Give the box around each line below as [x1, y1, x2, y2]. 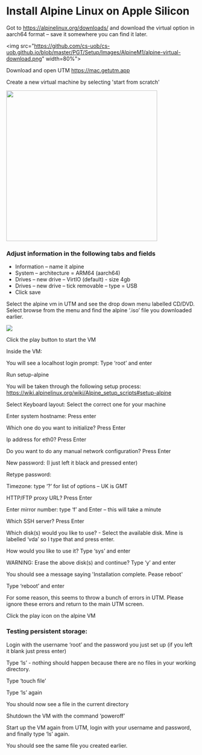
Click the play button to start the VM [6, 336, 96, 343]
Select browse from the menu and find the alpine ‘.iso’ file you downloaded [6, 307, 192, 314]
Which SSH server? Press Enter [6, 518, 84, 525]
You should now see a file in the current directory [6, 700, 129, 707]
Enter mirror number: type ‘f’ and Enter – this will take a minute [6, 506, 162, 513]
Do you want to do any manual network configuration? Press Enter [6, 448, 171, 455]
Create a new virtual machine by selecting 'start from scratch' [6, 78, 160, 86]
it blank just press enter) [6, 647, 67, 654]
